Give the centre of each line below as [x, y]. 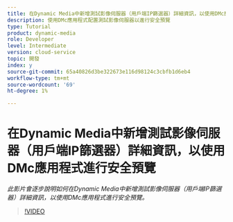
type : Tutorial [29, 26]
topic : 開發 [23, 59]
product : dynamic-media [42, 33]
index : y [20, 65]
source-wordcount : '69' [42, 85]
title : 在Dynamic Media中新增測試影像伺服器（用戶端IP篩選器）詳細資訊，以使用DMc [116, 14]
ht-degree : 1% [28, 91]
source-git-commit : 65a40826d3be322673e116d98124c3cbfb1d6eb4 [99, 71]
